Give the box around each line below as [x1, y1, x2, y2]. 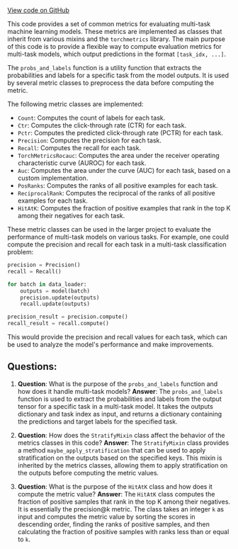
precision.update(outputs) [20, 294, 100, 301]
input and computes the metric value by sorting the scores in [17, 512, 196, 521]
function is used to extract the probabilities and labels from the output [17, 395, 222, 403]
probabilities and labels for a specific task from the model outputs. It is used [7, 71, 229, 79]
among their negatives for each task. [17, 212, 125, 220]
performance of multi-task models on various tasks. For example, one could [7, 233, 229, 241]
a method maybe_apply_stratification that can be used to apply [17, 446, 206, 454]
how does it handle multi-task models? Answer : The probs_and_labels [17, 387, 223, 395]
